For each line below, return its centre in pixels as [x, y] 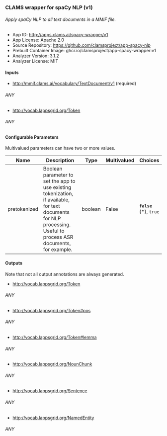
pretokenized [23, 209]
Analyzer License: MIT [35, 61]
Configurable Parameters [32, 137]
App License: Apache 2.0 [38, 40]
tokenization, [58, 194]
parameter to [58, 175]
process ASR [58, 237]
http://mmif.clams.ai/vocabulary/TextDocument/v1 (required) [74, 84]
